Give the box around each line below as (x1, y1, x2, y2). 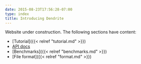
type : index (5, 12, 29, 16)
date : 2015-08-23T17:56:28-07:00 (5, 7, 73, 12)
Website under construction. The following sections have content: (5, 29, 137, 35)
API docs (12, 44, 31, 50)
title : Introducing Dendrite (5, 16, 64, 21)
